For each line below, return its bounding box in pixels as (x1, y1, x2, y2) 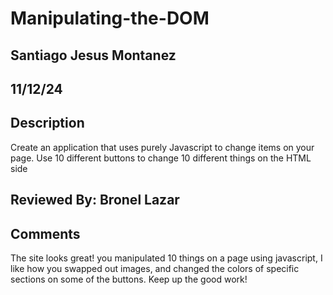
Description (10, 115, 85, 132)
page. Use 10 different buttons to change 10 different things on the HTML (10, 152, 312, 164)
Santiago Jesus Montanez (10, 47, 177, 64)
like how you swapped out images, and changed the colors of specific (10, 262, 300, 274)
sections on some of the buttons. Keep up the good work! (10, 273, 248, 285)
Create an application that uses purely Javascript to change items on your (10, 141, 315, 153)
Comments (10, 225, 81, 242)
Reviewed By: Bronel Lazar (10, 192, 180, 209)
